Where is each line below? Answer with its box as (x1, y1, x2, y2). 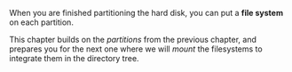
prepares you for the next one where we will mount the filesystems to (9, 44, 264, 54)
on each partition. (9, 17, 74, 28)
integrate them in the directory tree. (9, 53, 139, 63)
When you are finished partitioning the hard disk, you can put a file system (9, 8, 284, 18)
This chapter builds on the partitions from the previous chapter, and (9, 35, 257, 44)
